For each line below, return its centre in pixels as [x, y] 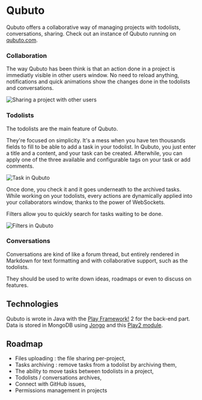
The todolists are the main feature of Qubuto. [62, 129]
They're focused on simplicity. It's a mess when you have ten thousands [96, 140]
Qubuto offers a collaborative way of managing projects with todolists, [93, 27]
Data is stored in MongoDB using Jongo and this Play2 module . [85, 325]
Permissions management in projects [61, 390]
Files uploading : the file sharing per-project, [70, 358]
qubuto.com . [22, 40]
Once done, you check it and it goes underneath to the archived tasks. [94, 189]
